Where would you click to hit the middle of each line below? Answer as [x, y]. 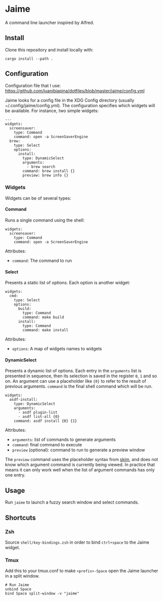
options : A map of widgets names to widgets [57, 349]
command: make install [45, 330]
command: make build [43, 317]
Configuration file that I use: [33, 85]
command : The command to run [42, 261]
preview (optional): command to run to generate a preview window [78, 450]
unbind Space [18, 589]
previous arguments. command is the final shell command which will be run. [79, 386]
